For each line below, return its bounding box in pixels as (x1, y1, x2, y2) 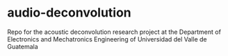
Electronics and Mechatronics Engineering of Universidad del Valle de (7, 35, 207, 43)
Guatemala (7, 42, 38, 50)
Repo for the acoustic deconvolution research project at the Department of (7, 28, 221, 36)
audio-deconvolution (7, 5, 132, 21)
